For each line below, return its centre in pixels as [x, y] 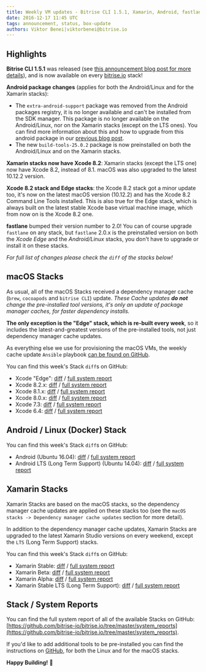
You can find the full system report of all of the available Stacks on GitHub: [101, 619]
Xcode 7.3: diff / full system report [58, 404]
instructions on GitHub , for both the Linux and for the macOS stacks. [93, 651]
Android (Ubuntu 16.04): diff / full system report [75, 457]
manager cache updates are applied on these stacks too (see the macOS [96, 511]
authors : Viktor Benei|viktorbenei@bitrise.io [67, 29]
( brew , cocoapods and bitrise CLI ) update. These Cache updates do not [97, 298]
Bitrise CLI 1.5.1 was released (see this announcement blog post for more [99, 69]
